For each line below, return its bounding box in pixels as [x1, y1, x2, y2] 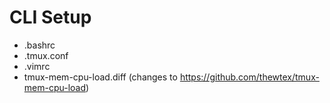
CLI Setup [9, 6, 92, 29]
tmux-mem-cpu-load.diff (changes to [23, 71, 178, 83]
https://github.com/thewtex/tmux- [179, 71, 320, 83]
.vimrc [23, 60, 51, 72]
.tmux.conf [23, 49, 69, 61]
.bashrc [23, 39, 56, 51]
